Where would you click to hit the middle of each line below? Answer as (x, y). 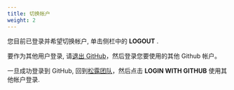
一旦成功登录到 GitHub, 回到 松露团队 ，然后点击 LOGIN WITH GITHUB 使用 (114, 70)
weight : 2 (22, 20)
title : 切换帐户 (29, 14)
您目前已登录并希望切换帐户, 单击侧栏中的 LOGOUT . (83, 41)
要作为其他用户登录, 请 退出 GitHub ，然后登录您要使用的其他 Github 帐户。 (114, 56)
